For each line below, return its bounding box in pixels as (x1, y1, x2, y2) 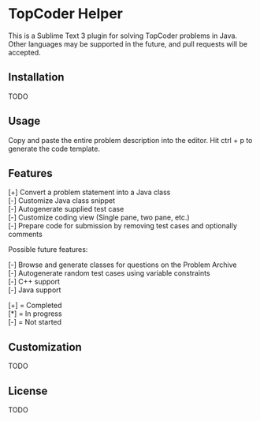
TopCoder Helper (8, 5, 124, 23)
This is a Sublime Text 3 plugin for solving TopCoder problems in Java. (8, 31, 238, 40)
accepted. (8, 47, 41, 57)
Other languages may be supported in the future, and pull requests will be (8, 39, 248, 48)
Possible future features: (8, 245, 88, 254)
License (8, 384, 48, 397)
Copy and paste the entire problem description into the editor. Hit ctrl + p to (8, 135, 253, 145)
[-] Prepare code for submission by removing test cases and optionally (8, 221, 238, 231)
